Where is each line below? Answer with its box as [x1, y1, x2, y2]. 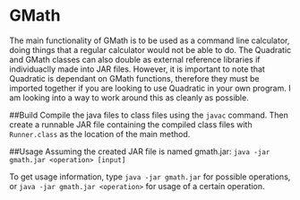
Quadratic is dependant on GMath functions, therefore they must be [9, 73, 260, 83]
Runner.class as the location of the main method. [9, 128, 191, 139]
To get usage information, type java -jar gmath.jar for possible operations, [9, 171, 291, 182]
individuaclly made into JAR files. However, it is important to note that [9, 64, 266, 74]
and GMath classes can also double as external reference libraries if [9, 54, 261, 65]
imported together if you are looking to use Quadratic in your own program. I [9, 83, 291, 93]
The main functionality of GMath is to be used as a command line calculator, [9, 35, 290, 46]
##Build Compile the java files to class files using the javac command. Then [9, 109, 288, 120]
